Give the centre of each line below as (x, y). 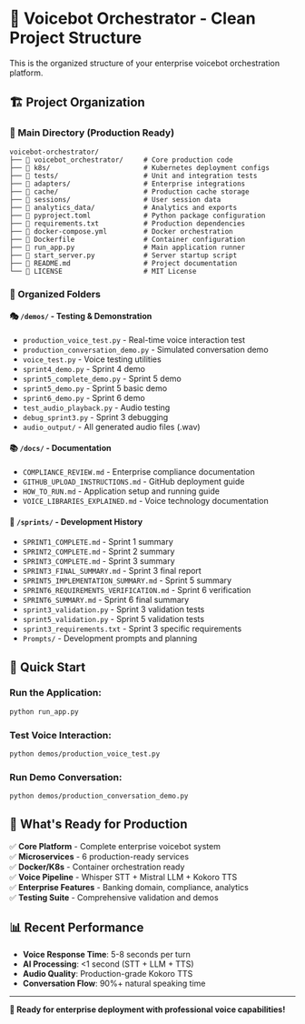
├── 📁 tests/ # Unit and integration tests (133, 176)
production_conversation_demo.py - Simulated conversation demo (146, 349)
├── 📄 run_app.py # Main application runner (128, 247)
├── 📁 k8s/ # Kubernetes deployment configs (140, 167)
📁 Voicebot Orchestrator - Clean (133, 19)
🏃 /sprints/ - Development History (76, 521)
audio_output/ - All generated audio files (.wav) (112, 427)
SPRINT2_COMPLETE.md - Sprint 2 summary (98, 552)
